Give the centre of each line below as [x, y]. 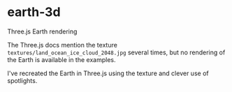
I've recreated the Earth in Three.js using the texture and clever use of [108, 73]
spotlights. [22, 80]
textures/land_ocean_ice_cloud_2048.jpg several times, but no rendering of [116, 52]
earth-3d [34, 12]
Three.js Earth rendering [42, 31]
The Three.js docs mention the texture [62, 45]
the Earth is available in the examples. [61, 59]
